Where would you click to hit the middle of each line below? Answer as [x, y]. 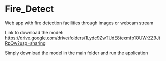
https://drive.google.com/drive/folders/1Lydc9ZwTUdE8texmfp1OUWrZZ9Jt [83, 38]
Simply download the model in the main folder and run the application [77, 53]
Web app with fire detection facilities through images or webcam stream [79, 23]
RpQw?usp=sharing [25, 43]
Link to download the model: [34, 32]
